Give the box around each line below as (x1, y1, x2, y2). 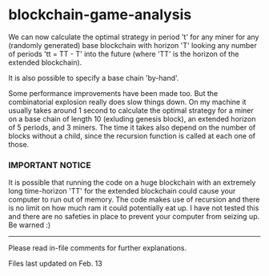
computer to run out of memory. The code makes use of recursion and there (8, 194, 260, 205)
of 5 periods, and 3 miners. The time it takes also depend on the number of (8, 122, 256, 132)
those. (8, 139, 30, 149)
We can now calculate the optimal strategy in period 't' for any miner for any (8, 32, 259, 42)
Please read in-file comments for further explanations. (8, 243, 187, 253)
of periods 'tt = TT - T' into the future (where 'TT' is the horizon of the (8, 49, 239, 58)
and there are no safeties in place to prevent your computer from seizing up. (8, 212, 260, 222)
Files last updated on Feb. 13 (8, 258, 102, 269)
